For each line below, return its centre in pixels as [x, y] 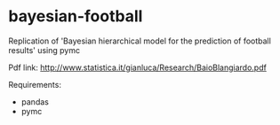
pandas [35, 102]
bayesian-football [76, 16]
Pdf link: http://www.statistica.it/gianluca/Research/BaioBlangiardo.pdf [138, 67]
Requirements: [35, 84]
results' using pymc [44, 50]
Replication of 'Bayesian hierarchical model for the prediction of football [140, 41]
